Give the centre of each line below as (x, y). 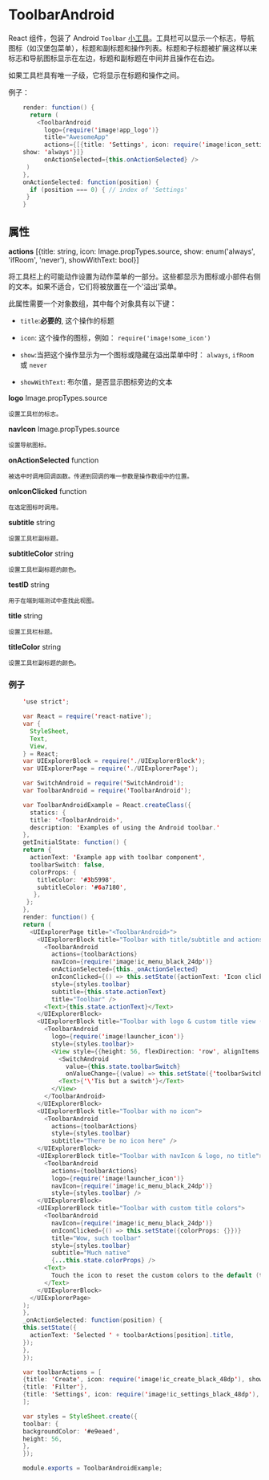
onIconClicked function (48, 491)
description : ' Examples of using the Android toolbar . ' (124, 828)
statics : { (48, 813)
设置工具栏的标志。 (35, 414)
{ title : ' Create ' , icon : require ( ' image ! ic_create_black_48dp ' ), (134, 1380)
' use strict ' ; (46, 702)
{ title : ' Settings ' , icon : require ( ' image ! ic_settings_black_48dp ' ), (141, 1395)
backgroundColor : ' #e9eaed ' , (71, 1431)
